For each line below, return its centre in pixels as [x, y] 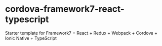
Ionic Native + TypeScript [31, 38]
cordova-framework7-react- [65, 9]
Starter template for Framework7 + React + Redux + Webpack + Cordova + [81, 33]
